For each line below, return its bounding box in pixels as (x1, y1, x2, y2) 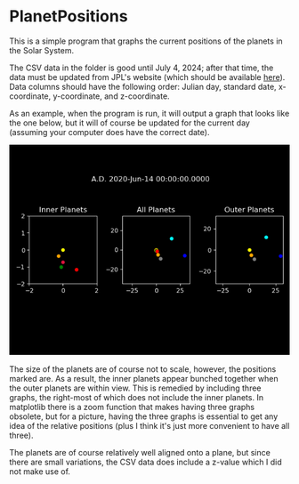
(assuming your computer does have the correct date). (9, 126, 210, 137)
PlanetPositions (9, 6, 128, 27)
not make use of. (9, 465, 71, 477)
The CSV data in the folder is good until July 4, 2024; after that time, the (9, 62, 274, 73)
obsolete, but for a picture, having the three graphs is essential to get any (9, 411, 279, 422)
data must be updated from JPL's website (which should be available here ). (9, 71, 286, 82)
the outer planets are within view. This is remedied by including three (9, 383, 262, 393)
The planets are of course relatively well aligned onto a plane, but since (9, 447, 271, 457)
